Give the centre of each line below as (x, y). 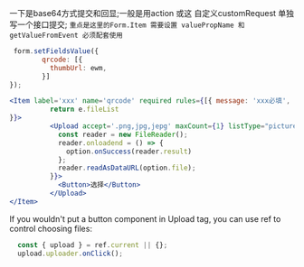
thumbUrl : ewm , (78, 68)
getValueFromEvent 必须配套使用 (66, 35)
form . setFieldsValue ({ (56, 51)
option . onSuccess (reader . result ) (129, 152)
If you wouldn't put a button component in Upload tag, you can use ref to (145, 218)
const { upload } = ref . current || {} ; (93, 245)
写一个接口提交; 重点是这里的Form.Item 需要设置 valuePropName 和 (127, 24)
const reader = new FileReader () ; (123, 134)
